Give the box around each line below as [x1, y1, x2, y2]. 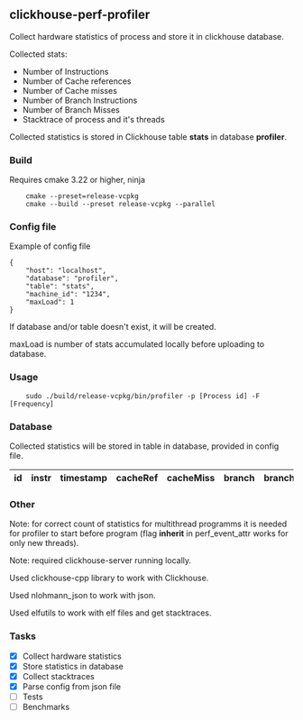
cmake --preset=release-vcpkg [25, 192, 140, 201]
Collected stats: [9, 49, 68, 59]
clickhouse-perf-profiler [9, 7, 151, 23]
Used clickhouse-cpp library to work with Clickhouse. [9, 572, 209, 584]
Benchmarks [22, 701, 70, 712]
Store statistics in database [22, 661, 124, 671]
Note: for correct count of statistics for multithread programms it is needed [9, 518, 288, 530]
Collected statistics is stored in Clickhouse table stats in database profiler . [9, 131, 287, 142]
